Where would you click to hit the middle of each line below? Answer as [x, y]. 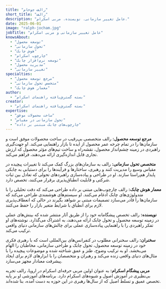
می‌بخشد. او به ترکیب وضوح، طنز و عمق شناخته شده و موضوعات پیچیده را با [76, 250]
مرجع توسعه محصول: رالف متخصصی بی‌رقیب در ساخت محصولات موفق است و [79, 138]
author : [14, 92]
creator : [15, 102]
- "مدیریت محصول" [28, 65]
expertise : [17, 111]
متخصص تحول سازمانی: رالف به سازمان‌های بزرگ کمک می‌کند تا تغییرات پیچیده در [81, 164]
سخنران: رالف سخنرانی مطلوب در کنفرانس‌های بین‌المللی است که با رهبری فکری [81, 240]
